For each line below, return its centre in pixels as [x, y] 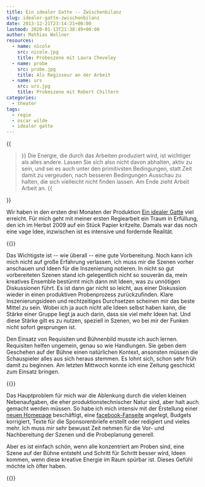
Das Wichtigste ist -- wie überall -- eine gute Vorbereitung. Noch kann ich [99, 255]
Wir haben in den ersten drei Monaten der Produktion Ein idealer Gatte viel [100, 212]
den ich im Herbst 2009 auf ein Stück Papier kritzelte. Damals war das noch [102, 225]
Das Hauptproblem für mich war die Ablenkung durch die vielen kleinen [96, 395]
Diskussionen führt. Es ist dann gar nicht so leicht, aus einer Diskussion [96, 288]
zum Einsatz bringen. [33, 372]
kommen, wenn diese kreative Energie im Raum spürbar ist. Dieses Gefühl [99, 460]
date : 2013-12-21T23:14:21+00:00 [49, 23]
